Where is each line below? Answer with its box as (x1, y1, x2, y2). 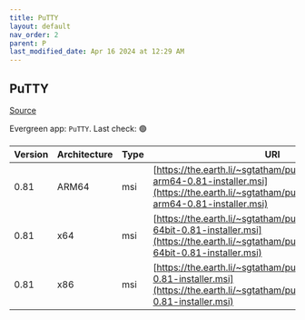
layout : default (9, 22, 71, 31)
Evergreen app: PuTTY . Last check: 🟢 (9, 123, 147, 134)
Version (14, 147, 49, 160)
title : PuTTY (9, 13, 59, 23)
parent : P (9, 38, 47, 48)
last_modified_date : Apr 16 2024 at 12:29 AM (9, 47, 184, 56)
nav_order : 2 (9, 30, 59, 39)
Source (9, 105, 36, 115)
